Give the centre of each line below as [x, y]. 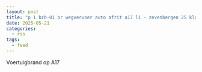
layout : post [23, 12]
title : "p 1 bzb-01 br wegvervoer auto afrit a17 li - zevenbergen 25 [96, 17]
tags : [13, 40]
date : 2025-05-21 [28, 23]
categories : [21, 28]
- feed [20, 46]
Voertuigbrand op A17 [33, 62]
